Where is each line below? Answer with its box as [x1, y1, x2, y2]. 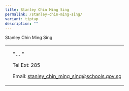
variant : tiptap [5, 16, 38, 21]
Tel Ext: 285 [12, 62, 41, 69]
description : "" [5, 21, 38, 26]
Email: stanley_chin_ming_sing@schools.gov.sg [12, 73, 122, 80]
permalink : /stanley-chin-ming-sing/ [5, 12, 83, 17]
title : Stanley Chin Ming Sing [5, 7, 69, 12]
